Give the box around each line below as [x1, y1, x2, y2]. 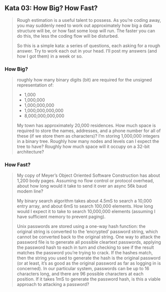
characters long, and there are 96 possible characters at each [16, 271, 144, 277]
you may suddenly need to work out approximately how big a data [16, 22, 153, 28]
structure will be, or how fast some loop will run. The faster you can [16, 27, 155, 34]
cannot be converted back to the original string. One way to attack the [16, 234, 161, 240]
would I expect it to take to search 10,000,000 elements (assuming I [16, 209, 156, 215]
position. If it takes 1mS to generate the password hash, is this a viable [16, 276, 161, 282]
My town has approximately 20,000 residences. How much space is [16, 123, 156, 129]
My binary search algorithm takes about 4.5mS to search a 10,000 [16, 198, 152, 204]
